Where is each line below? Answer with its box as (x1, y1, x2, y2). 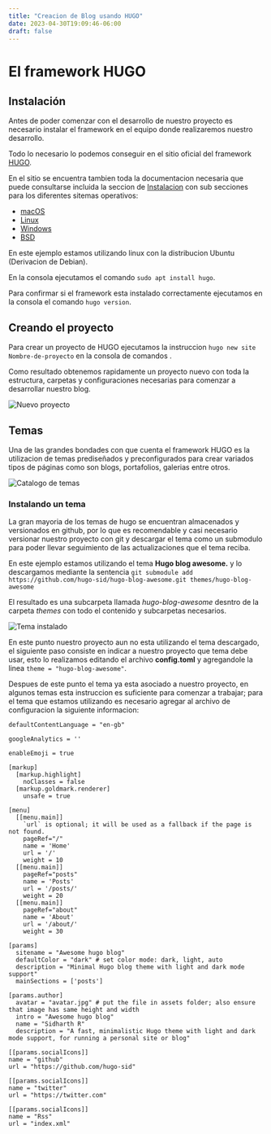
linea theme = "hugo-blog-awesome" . (8, 663, 127, 673)
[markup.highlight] (15, 771, 82, 779)
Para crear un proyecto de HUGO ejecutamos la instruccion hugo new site (8, 343, 256, 352)
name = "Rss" (8, 1113, 53, 1121)
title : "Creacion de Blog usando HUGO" (8, 11, 144, 20)
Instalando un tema (8, 498, 87, 510)
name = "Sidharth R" (15, 1020, 85, 1028)
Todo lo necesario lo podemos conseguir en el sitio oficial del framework (8, 149, 252, 159)
